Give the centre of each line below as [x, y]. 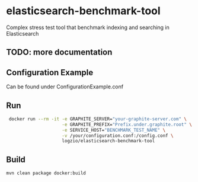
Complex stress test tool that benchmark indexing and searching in [88, 27]
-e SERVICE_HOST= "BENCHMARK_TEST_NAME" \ [114, 130]
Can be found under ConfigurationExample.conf [65, 87]
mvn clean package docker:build [46, 173]
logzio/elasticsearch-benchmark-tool [108, 141]
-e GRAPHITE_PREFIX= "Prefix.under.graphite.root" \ [127, 124]
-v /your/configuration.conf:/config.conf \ [118, 135]
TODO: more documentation [59, 52]
